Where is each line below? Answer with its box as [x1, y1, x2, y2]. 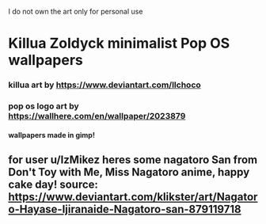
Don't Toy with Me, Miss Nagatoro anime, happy [8, 165, 250, 179]
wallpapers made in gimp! [8, 130, 95, 139]
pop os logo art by [8, 101, 79, 112]
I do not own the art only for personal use [8, 7, 143, 16]
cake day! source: [8, 178, 99, 192]
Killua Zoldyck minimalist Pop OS [8, 35, 230, 52]
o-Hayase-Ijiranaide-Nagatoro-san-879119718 [8, 203, 241, 216]
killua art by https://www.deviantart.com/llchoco [8, 79, 202, 90]
